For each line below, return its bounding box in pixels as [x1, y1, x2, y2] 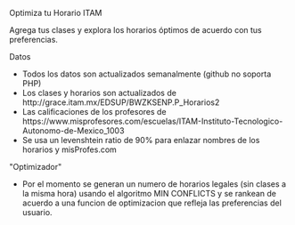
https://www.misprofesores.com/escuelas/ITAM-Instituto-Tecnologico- [21, 116, 283, 126]
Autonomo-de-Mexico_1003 [21, 125, 125, 136]
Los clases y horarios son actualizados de [21, 88, 176, 98]
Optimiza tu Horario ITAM [9, 8, 102, 18]
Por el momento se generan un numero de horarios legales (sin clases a [21, 179, 287, 189]
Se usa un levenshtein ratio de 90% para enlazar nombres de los [21, 135, 260, 145]
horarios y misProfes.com [21, 144, 118, 155]
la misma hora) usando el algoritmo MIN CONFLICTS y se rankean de [21, 189, 277, 198]
